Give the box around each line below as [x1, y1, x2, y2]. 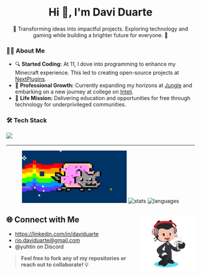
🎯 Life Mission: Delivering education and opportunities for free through [14, 95, 191, 102]
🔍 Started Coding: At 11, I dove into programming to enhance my [14, 60, 176, 68]
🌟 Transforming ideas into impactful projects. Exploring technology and [13, 25, 188, 32]
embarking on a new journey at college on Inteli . [14, 88, 134, 95]
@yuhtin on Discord [14, 243, 64, 250]
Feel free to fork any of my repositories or [20, 254, 127, 262]
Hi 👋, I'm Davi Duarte [48, 5, 153, 19]
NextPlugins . [14, 75, 47, 83]
